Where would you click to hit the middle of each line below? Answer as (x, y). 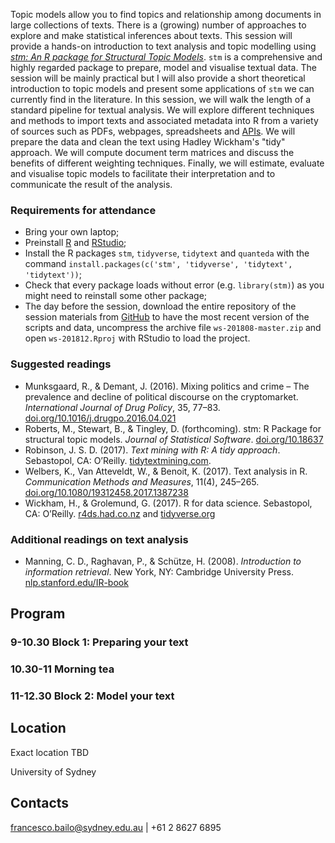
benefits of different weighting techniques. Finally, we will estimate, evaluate (167, 163)
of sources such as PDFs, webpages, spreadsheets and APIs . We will (153, 131)
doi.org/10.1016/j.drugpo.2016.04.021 (100, 418)
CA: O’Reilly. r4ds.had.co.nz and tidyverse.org (120, 513)
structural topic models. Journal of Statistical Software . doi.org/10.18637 (174, 439)
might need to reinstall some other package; (116, 296)
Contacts (40, 803)
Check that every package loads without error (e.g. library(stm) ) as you (174, 285)
